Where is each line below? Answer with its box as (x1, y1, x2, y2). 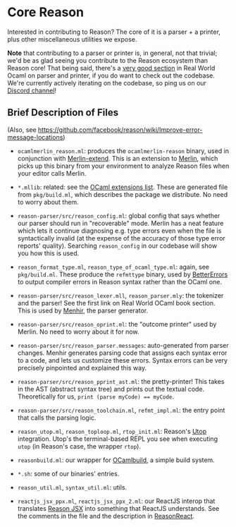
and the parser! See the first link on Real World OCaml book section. (17, 298, 216, 307)
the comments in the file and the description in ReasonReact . (17, 511, 195, 520)
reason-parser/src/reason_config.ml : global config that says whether (17, 211, 221, 219)
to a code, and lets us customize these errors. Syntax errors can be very (17, 356, 228, 364)
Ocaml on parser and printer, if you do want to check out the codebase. (7, 71, 215, 80)
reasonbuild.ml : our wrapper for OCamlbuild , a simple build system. (17, 456, 215, 464)
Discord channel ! (7, 86, 57, 95)
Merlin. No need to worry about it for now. (17, 327, 139, 336)
